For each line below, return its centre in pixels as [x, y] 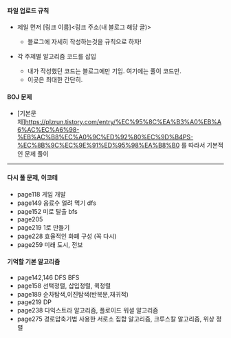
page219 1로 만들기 [43, 227]
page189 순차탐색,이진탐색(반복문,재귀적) [73, 294]
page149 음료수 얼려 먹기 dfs [56, 203]
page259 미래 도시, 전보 [50, 244]
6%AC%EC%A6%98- [48, 130]
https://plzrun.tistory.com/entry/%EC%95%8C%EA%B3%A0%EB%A [123, 122]
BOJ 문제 [20, 97]
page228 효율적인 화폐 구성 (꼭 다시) [67, 236]
